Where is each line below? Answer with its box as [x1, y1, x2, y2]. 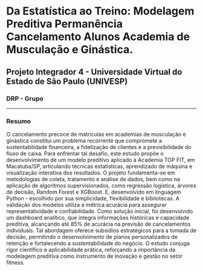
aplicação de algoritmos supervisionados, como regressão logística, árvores [6, 182, 196, 190]
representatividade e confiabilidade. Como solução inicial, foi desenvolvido [6, 208, 193, 215]
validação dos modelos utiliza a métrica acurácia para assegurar [6, 201, 167, 209]
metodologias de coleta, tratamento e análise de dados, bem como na [6, 176, 180, 183]
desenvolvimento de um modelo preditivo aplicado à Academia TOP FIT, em [6, 156, 195, 164]
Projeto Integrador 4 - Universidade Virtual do [6, 66, 182, 77]
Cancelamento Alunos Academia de [6, 30, 190, 43]
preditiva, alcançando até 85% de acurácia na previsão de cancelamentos [6, 220, 191, 228]
